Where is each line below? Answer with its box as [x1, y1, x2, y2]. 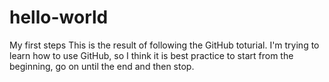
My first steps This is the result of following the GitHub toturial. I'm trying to [9, 39, 320, 51]
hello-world [9, 6, 109, 29]
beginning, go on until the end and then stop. [9, 60, 195, 72]
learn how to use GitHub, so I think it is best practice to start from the [9, 49, 294, 61]
